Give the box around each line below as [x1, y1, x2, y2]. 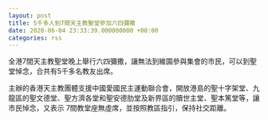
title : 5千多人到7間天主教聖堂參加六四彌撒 [8, 19, 136, 27]
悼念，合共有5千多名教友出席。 [14, 67, 118, 76]
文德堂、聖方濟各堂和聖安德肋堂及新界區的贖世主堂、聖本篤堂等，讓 [35, 93, 260, 103]
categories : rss [8, 33, 62, 42]
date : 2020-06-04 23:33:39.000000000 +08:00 [8, 26, 159, 34]
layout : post [8, 11, 52, 20]
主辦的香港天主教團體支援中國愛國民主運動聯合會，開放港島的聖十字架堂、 [8, 83, 253, 93]
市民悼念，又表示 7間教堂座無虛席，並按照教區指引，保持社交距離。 [8, 103, 231, 113]
